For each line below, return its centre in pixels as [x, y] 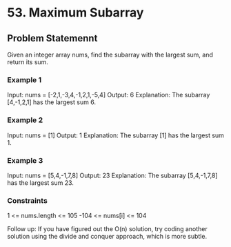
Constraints [28, 200]
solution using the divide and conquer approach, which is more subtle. [107, 237]
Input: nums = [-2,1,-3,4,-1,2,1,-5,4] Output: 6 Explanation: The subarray [109, 95]
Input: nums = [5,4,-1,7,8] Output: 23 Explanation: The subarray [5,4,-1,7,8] [112, 175]
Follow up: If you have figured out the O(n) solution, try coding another [108, 229]
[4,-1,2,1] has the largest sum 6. [52, 102]
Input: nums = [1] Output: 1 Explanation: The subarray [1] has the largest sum [115, 135]
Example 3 [25, 160]
